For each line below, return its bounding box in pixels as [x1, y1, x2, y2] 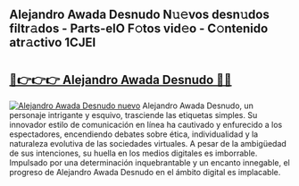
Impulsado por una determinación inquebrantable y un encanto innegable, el [9, 157, 290, 168]
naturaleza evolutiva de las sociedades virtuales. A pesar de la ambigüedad [9, 139, 287, 148]
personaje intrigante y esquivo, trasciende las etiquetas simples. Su [9, 110, 258, 120]
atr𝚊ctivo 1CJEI [9, 35, 96, 50]
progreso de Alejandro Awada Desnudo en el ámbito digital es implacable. [9, 167, 281, 177]
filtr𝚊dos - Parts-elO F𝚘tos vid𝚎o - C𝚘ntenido [9, 21, 269, 37]
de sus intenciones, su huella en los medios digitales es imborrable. [9, 148, 258, 158]
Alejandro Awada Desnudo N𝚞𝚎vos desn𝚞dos [9, 7, 270, 22]
